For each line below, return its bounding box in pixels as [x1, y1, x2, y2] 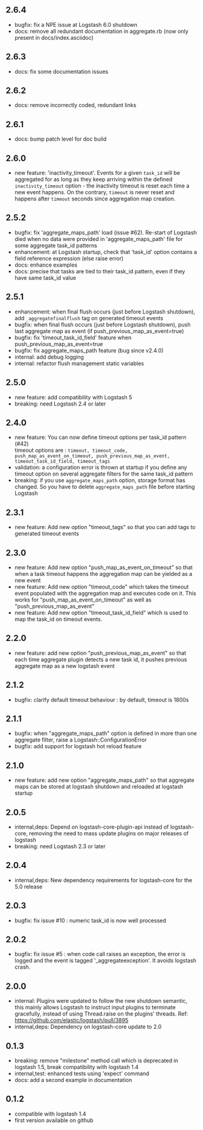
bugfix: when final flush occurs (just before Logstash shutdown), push [14, 321, 191, 328]
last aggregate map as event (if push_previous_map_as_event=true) [14, 327, 184, 334]
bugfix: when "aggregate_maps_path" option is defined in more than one [14, 730, 197, 737]
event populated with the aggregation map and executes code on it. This [14, 589, 196, 597]
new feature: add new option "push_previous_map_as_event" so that [14, 649, 187, 656]
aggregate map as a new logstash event [14, 662, 115, 669]
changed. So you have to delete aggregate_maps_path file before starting [14, 483, 195, 491]
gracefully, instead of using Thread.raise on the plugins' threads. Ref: [14, 1010, 188, 1017]
